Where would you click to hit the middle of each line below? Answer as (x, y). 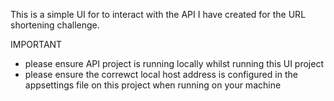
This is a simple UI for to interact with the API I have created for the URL (158, 14)
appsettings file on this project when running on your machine (153, 85)
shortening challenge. (55, 25)
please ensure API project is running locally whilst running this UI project (174, 63)
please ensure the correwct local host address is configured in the (161, 74)
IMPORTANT (36, 44)
